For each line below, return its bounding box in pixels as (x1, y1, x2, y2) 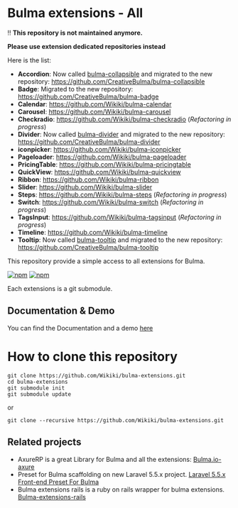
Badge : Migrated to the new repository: (17, 84, 134, 93)
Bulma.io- (193, 455, 222, 463)
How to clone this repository (7, 348, 178, 365)
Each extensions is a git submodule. (7, 284, 113, 292)
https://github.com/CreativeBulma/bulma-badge (17, 92, 159, 101)
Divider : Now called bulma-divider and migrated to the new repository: (17, 130, 225, 138)
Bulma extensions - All (7, 5, 144, 21)
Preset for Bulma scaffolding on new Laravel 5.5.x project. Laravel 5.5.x (17, 470, 226, 478)
